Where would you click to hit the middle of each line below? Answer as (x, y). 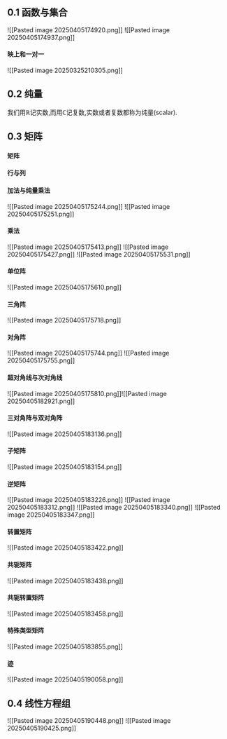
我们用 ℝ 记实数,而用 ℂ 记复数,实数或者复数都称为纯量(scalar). (93, 112)
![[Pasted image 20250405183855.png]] (65, 646)
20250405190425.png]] (42, 728)
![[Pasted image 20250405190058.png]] (65, 679)
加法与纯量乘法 (29, 190)
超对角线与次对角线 (35, 378)
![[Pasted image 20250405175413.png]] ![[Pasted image (88, 247)
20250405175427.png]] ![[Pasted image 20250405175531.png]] (99, 254)
